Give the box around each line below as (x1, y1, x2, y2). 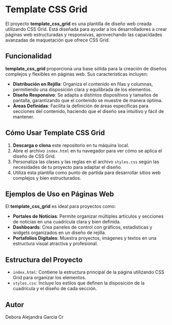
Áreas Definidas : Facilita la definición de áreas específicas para (12, 103, 149, 109)
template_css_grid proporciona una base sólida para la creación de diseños (5, 65, 167, 71)
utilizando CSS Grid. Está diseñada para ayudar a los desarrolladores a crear (5, 26, 167, 32)
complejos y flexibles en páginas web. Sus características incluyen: (5, 71, 148, 77)
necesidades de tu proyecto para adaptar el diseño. (12, 164, 122, 170)
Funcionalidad (5, 52, 52, 61)
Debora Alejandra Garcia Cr (5, 314, 64, 320)
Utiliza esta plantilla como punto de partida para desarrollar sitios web (12, 169, 161, 176)
